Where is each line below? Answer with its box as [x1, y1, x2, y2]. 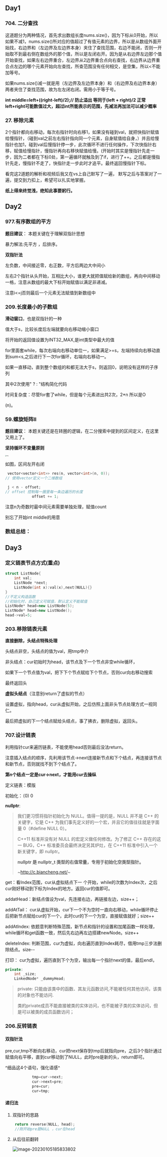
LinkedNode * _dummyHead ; [14, 976, 66, 981]
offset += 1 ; [31, 494, 59, 499]
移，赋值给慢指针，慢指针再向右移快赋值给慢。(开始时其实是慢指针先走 [5, 147, 151, 153]
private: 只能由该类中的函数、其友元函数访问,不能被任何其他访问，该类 [17, 986, 162, 992]
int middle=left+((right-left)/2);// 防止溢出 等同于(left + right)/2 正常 [5, 97, 146, 103]
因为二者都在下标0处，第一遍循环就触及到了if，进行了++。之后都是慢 [13, 154, 156, 160]
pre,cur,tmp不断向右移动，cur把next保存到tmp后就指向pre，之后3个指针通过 [5, 1048, 162, 1054]
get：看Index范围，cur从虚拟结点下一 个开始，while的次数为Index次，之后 [5, 879, 158, 885]
